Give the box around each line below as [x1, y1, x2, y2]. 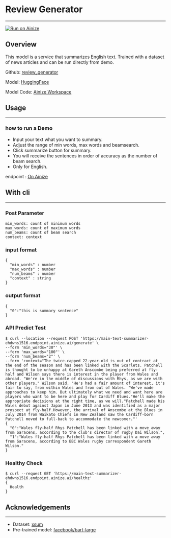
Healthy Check [5, 459, 43, 466]
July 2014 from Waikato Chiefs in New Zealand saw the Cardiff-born [5, 412, 154, 417]
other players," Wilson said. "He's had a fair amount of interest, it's [5, 381, 165, 386]
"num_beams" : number [10, 271, 56, 276]
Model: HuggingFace [5, 79, 49, 85]
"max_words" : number [10, 267, 56, 272]
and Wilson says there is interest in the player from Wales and [16, 371, 158, 377]
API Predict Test [5, 324, 46, 332]
